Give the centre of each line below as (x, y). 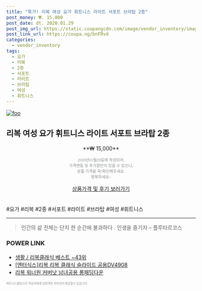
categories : (21, 40)
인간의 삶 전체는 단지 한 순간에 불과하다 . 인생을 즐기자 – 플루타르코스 (101, 227)
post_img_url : (24, 29)
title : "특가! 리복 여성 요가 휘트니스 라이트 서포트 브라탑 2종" (77, 12)
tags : (13, 51)
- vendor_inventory (36, 46)
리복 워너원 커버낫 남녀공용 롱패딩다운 (59, 272)
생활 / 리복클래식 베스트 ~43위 (51, 257)
